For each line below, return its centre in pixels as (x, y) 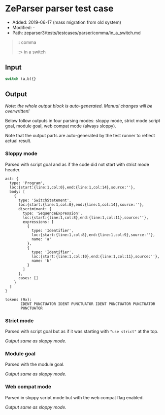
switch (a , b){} (21, 79)
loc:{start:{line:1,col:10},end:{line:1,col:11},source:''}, (96, 256)
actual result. (18, 141)
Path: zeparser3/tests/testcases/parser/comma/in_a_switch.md (76, 33)
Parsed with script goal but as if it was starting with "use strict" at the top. (82, 332)
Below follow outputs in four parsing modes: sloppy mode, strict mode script (83, 121)
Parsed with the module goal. (35, 364)
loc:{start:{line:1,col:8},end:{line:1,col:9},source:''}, (93, 235)
